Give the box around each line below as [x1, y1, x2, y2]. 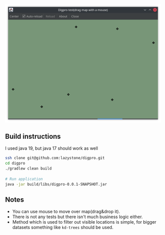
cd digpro [5, 161, 26, 166]
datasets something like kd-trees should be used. [12, 225, 114, 231]
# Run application [5, 176, 43, 181]
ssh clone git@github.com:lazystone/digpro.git [5, 156, 105, 161]
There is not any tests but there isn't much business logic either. [12, 214, 143, 220]
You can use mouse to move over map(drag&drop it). [12, 209, 120, 215]
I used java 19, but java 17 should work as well [5, 145, 98, 151]
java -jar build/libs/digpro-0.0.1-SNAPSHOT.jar [5, 181, 107, 187]
